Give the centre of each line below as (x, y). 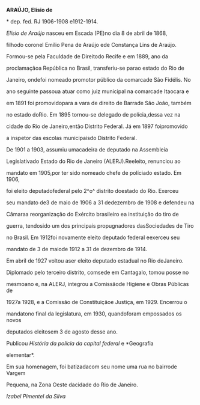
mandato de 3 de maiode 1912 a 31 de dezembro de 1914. (77, 249)
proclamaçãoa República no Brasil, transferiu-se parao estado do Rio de (95, 68)
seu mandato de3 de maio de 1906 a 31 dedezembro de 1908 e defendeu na (100, 202)
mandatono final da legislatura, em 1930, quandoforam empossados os (94, 314)
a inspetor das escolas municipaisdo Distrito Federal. (71, 138)
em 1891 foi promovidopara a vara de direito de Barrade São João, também (99, 103)
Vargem (16, 373)
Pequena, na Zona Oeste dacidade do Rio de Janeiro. (72, 385)
